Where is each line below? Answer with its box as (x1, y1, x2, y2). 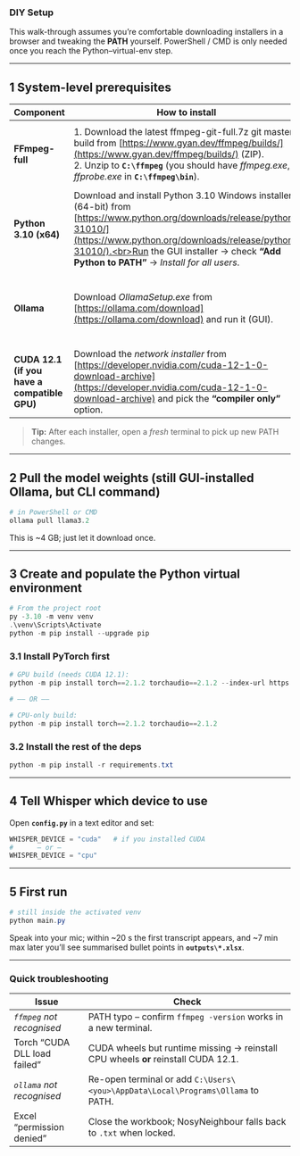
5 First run (9, 884, 68, 899)
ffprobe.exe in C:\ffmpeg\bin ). (73, 170, 200, 183)
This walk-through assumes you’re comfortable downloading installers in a (9, 27, 284, 37)
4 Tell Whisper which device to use (9, 794, 208, 809)
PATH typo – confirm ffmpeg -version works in (87, 1010, 284, 1023)
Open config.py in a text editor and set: (9, 817, 154, 827)
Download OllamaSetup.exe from (73, 291, 212, 304)
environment (9, 580, 82, 595)
